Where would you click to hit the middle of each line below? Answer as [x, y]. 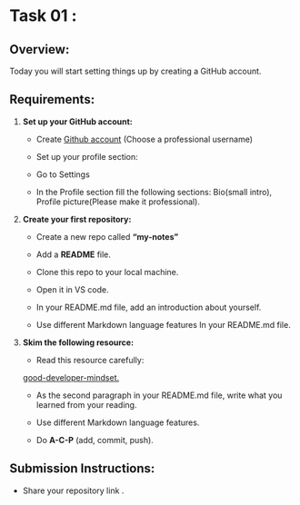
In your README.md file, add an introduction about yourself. [149, 307]
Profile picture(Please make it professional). [118, 202]
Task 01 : [43, 16]
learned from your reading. [86, 404]
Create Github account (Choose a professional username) [144, 139]
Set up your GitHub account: [78, 121]
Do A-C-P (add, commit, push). [95, 440]
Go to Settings [63, 174]
